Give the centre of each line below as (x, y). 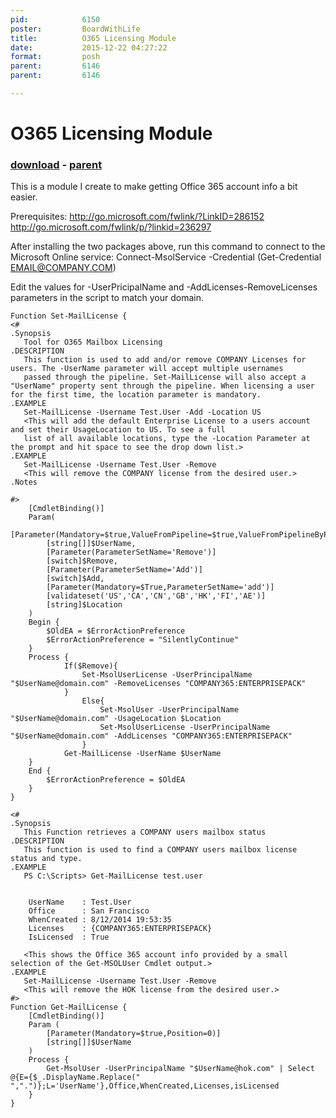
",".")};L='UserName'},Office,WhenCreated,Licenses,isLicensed (145, 1086)
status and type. (46, 859)
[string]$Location (84, 605)
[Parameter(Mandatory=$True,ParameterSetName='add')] (160, 587)
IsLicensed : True (69, 937)
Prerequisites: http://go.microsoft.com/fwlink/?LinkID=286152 (137, 217)
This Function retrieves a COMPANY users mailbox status (145, 832)
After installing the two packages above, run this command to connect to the (168, 247)
